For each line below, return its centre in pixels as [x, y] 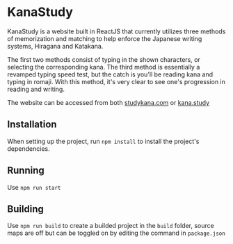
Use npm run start [34, 187]
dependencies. [29, 148]
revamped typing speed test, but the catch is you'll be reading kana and [110, 74]
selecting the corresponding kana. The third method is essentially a [104, 67]
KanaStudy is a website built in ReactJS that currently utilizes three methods [116, 31]
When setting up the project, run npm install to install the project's [103, 141]
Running [26, 171]
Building [25, 209]
